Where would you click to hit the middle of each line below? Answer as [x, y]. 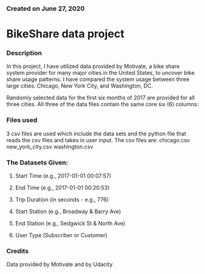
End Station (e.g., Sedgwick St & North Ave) [70, 223]
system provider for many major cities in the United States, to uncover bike [100, 73]
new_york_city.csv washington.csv [50, 147]
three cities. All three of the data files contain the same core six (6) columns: [102, 104]
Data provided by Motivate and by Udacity [60, 264]
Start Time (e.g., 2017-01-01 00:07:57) [63, 176]
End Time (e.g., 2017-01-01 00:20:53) [62, 188]
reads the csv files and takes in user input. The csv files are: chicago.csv [98, 140]
